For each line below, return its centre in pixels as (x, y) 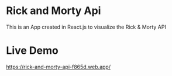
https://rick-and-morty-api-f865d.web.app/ (59, 67)
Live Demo (32, 51)
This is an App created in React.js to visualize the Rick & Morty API (86, 27)
